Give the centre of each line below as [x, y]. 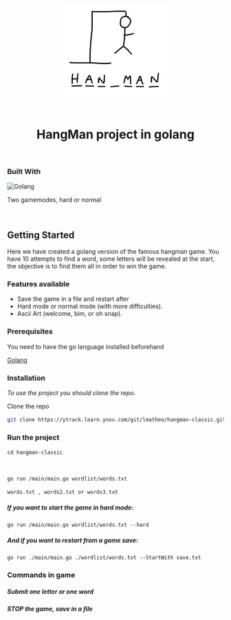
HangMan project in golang [115, 135]
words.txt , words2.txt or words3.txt [63, 492]
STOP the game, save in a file [50, 608]
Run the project [33, 437]
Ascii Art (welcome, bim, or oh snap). [69, 314]
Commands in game [41, 574]
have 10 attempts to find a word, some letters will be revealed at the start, [111, 259]
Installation [26, 378]
